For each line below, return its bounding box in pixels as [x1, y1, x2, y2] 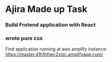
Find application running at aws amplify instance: [5, 46, 107, 52]
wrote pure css [5, 35, 43, 42]
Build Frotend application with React [5, 21, 96, 28]
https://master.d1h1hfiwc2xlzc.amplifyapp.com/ [5, 51, 103, 57]
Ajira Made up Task [5, 3, 87, 15]
